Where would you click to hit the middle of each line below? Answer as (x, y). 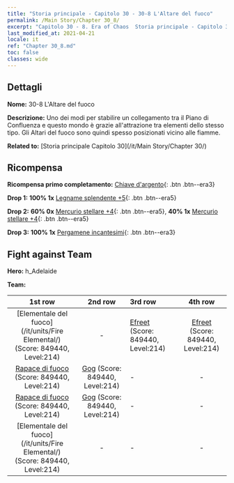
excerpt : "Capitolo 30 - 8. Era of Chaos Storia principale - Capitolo (115, 26)
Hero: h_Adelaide (32, 271)
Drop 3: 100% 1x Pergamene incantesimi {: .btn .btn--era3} (92, 232)
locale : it (23, 40)
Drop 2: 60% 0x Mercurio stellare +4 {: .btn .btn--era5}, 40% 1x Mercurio (112, 212)
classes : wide (28, 59)
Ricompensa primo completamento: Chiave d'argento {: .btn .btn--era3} (111, 185)
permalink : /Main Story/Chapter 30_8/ (63, 20)
